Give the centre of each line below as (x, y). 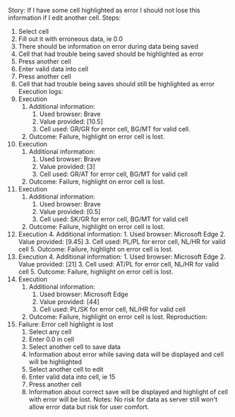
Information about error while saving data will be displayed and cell (126, 354)
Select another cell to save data (74, 347)
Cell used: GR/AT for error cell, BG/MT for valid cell (113, 174)
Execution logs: (41, 92)
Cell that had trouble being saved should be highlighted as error (111, 54)
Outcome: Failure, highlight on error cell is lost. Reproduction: (118, 317)
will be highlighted (55, 362)
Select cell (33, 31)
